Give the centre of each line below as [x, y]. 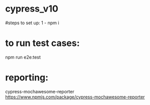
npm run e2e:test [23, 57]
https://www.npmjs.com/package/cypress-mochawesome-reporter [75, 97]
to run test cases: [43, 43]
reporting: [27, 77]
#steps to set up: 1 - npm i [32, 23]
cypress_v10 [32, 9]
